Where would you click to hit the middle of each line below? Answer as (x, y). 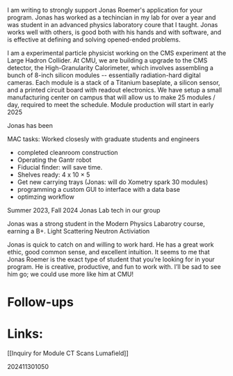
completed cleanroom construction (67, 153)
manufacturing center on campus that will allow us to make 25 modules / (111, 97)
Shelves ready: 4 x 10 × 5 (54, 174)
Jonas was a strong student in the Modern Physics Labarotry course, (106, 224)
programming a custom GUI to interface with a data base (99, 189)
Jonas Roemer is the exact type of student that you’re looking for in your (111, 259)
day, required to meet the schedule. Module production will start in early (111, 105)
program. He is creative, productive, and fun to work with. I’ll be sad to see (114, 267)
